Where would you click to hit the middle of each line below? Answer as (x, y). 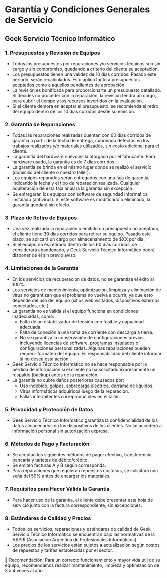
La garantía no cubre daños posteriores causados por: (68, 380)
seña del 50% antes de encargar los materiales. (61, 476)
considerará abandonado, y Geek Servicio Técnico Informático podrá (83, 250)
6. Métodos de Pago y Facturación (47, 444)
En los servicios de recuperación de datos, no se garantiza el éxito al (83, 279)
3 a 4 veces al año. (25, 570)
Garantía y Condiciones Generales (78, 9)
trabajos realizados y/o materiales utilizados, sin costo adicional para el (86, 146)
